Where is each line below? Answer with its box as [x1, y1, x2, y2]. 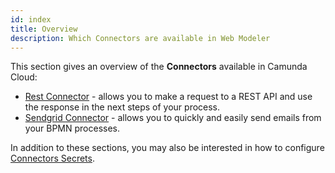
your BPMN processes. [24, 122, 121, 135]
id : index [10, 14, 52, 25]
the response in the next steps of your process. [24, 101, 221, 113]
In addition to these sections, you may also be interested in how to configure [10, 142, 325, 154]
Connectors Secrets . [10, 152, 95, 165]
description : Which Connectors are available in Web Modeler [10, 33, 271, 43]
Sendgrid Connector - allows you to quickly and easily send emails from [24, 112, 322, 124]
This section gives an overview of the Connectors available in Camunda [10, 61, 308, 73]
